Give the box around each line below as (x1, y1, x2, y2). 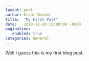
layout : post (5, 7, 33, 13)
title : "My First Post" (5, 17, 58, 22)
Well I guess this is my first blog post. (5, 49, 84, 56)
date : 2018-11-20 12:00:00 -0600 (5, 21, 81, 27)
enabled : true (12, 31, 42, 36)
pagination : (5, 26, 31, 32)
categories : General (5, 36, 50, 41)
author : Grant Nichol (5, 12, 52, 17)
